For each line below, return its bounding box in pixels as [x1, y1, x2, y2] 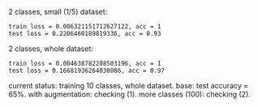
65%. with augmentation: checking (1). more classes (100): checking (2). [8, 89, 252, 99]
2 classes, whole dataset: [8, 44, 93, 53]
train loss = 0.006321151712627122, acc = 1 [8, 23, 161, 31]
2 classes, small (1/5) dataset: [8, 7, 108, 16]
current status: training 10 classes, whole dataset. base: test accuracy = [8, 81, 249, 90]
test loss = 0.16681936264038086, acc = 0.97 [8, 66, 165, 75]
